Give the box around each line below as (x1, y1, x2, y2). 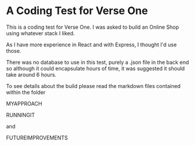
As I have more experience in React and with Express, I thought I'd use (6, 41, 177, 48)
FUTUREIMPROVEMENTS (6, 134, 68, 141)
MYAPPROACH (6, 100, 42, 107)
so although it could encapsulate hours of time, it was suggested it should (6, 64, 185, 72)
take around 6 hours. (6, 71, 57, 78)
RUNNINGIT (6, 111, 35, 118)
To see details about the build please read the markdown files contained (6, 82, 181, 89)
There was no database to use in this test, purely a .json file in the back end (6, 59, 189, 66)
